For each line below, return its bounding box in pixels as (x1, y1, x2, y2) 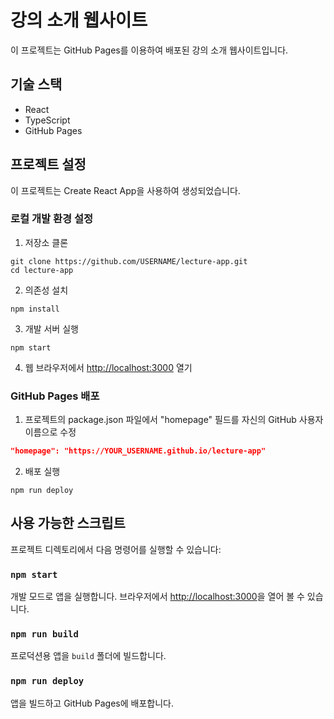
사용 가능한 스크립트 (10, 515, 126, 532)
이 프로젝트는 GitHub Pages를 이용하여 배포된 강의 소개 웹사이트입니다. (10, 44, 289, 56)
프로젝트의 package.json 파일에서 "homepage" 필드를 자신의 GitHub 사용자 (24, 414, 324, 426)
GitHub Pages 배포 (10, 389, 100, 403)
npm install (10, 304, 60, 314)
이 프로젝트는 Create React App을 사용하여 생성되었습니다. (10, 184, 241, 196)
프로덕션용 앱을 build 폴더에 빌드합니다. (10, 650, 167, 662)
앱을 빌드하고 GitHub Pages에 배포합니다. (10, 697, 174, 709)
